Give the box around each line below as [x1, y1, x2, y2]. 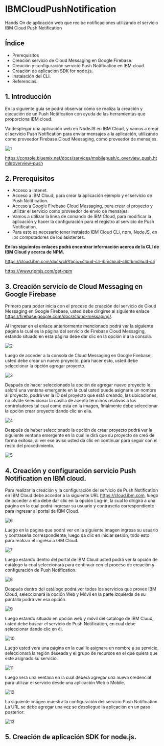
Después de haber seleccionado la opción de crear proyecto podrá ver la [5, 427, 153, 433]
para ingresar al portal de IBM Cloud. [5, 508, 80, 514]
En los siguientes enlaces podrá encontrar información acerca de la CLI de [5, 244, 159, 250]
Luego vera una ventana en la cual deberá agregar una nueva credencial [5, 674, 152, 680]
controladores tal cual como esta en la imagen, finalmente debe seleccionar [5, 403, 158, 409]
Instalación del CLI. [12, 73, 51, 79]
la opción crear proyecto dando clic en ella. [5, 408, 93, 414]
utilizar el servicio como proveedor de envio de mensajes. [12, 208, 129, 214]
